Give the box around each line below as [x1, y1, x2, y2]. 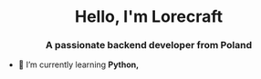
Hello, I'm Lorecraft [74, 6, 224, 27]
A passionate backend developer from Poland [45, 39, 253, 52]
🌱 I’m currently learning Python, [17, 59, 140, 70]
